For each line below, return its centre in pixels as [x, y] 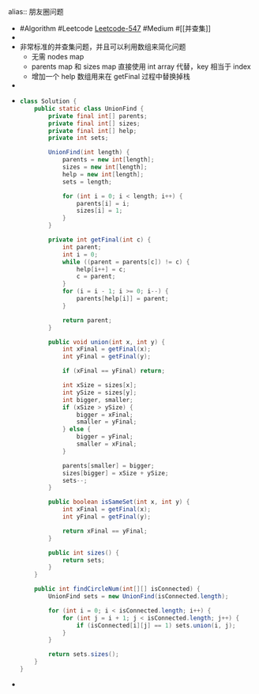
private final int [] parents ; [98, 116]
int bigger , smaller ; [98, 400]
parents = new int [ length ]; [108, 160]
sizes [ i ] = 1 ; [99, 211]
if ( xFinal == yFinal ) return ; [114, 371]
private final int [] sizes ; [94, 123]
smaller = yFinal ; [107, 422]
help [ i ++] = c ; [101, 269]
